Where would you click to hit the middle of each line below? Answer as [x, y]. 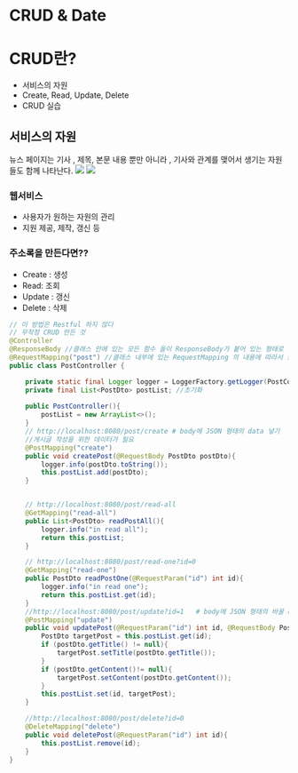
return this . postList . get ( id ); [99, 595]
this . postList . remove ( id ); [91, 743]
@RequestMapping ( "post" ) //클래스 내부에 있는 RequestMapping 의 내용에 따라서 [146, 358]
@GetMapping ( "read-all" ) [71, 513]
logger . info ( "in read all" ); [95, 530]
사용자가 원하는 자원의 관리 [68, 217]
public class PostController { [67, 365]
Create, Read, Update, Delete [75, 95]
